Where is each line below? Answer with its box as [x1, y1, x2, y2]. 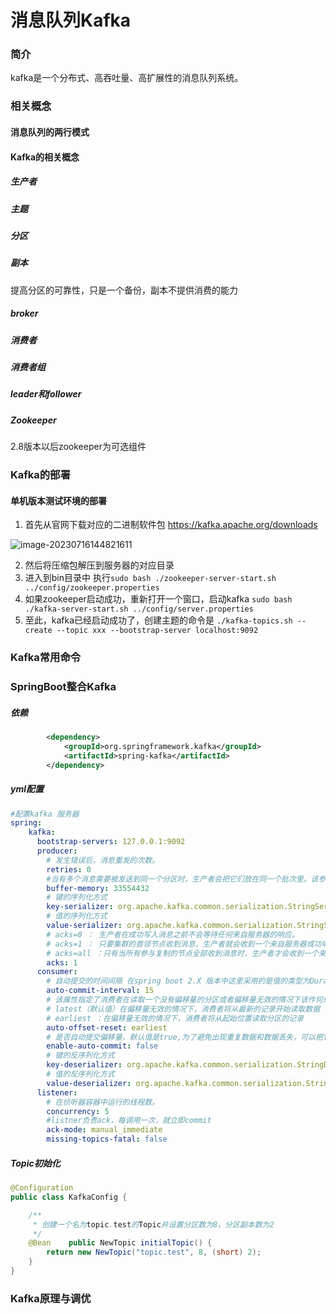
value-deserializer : [46, 1078, 132, 1088]
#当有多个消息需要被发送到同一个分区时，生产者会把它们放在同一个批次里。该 [46, 874, 319, 884]
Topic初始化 [10, 1157, 61, 1169]
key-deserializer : [46, 1060, 123, 1070]
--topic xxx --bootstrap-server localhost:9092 [56, 626, 259, 636]
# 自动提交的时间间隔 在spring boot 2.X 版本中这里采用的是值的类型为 [46, 976, 310, 986]
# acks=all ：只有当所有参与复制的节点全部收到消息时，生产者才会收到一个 [46, 948, 319, 958]
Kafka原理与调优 [10, 1291, 92, 1305]
